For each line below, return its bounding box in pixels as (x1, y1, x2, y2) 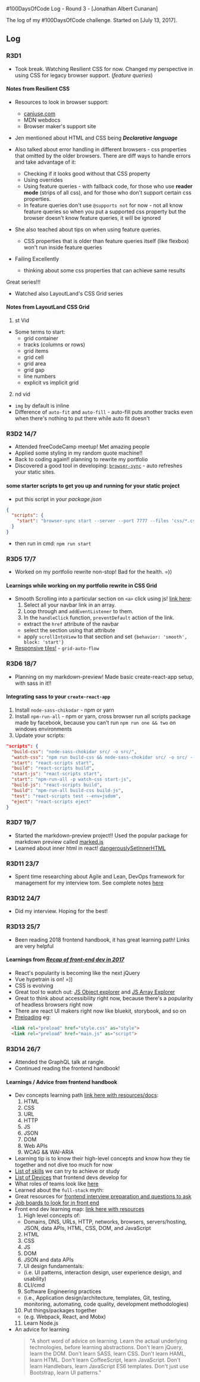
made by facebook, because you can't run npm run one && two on (14, 719, 176, 726)
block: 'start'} (23, 639, 64, 645)
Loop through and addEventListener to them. (23, 608, 134, 615)
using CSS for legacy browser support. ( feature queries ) (14, 72, 153, 79)
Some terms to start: (14, 328, 65, 336)
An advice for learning (14, 1326, 70, 1333)
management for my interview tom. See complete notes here (14, 879, 164, 887)
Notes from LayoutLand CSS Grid (6, 303, 90, 310)
